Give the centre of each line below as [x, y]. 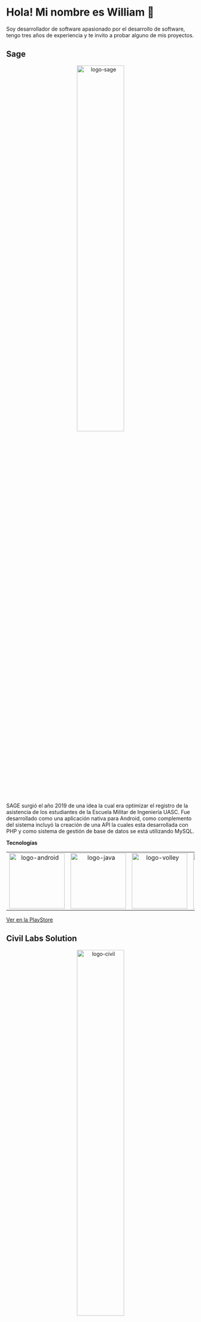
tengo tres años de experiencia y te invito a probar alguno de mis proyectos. [100, 35]
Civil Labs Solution [42, 939]
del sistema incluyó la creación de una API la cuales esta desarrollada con [97, 824]
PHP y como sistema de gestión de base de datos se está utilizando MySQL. [100, 831]
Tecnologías [22, 842]
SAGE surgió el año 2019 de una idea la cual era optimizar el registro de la [97, 805]
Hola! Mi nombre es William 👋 [80, 12]
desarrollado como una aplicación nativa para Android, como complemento [99, 818]
